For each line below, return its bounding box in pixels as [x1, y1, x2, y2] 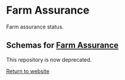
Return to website [6, 68, 49, 75]
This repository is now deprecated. [6, 56, 92, 63]
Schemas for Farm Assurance [6, 40, 119, 50]
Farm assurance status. [6, 23, 64, 30]
